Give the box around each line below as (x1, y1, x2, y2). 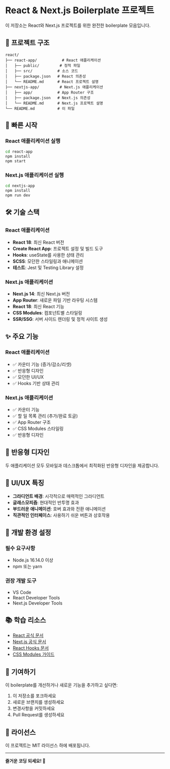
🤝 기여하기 (5, 667, 36, 676)
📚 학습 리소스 (5, 616, 47, 624)
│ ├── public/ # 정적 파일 (5, 63, 81, 68)
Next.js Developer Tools (12, 600, 63, 606)
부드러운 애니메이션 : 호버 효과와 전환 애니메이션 (12, 505, 106, 511)
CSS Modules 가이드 (12, 651, 55, 658)
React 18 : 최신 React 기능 (12, 303, 65, 309)
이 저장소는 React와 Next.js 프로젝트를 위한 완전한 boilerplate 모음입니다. (5, 22, 151, 28)
